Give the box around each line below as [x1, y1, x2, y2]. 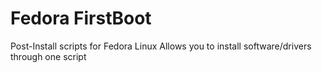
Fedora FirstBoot [10, 7, 152, 30]
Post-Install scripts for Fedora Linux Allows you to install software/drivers [10, 40, 312, 52]
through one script [10, 50, 87, 62]
